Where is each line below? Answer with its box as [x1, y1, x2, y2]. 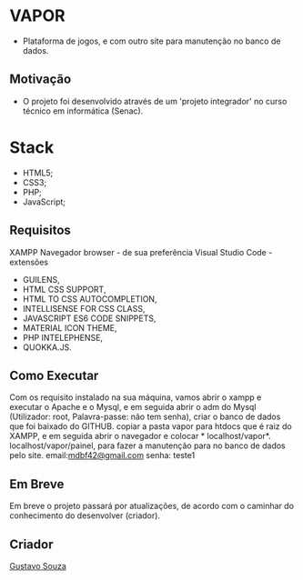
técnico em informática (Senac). [22, 105, 144, 116]
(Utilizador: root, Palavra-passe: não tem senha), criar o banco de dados [9, 411, 281, 423]
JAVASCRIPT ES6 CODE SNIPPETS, [22, 313, 157, 324]
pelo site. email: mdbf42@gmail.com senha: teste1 [9, 450, 196, 461]
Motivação [9, 72, 72, 87]
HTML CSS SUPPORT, [22, 284, 106, 295]
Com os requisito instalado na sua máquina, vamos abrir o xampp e [9, 392, 262, 403]
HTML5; [22, 167, 54, 178]
